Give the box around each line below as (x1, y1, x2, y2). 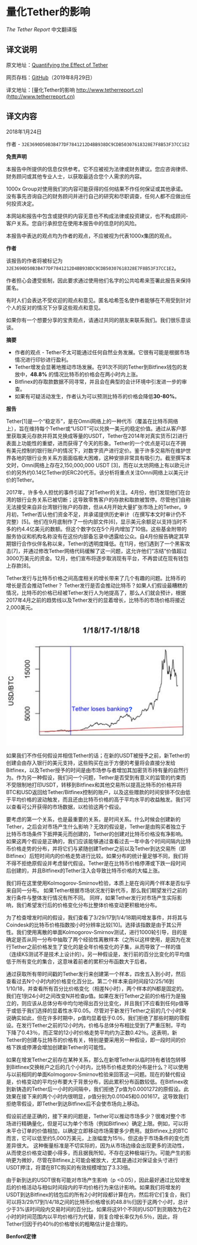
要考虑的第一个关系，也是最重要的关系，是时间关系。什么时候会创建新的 (6, 816, 181, 823)
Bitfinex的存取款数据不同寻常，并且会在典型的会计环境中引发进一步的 (14, 378, 182, 385)
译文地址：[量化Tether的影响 (6, 86, 75, 93)
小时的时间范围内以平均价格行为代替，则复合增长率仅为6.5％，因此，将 (6, 1213, 178, 1220)
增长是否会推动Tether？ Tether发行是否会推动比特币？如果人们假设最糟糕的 (6, 582, 188, 589)
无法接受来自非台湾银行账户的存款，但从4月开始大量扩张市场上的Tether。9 (6, 503, 188, 510)
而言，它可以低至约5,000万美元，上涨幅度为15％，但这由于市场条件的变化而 (6, 1134, 190, 1141)
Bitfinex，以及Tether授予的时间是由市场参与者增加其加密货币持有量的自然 (6, 766, 184, 774)
